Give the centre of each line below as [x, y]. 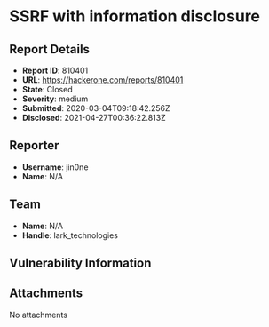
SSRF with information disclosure [134, 16]
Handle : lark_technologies [70, 235]
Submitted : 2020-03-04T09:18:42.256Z [96, 108]
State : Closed [47, 89]
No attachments [39, 315]
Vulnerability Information [80, 263]
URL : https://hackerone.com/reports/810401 [103, 80]
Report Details [50, 49]
